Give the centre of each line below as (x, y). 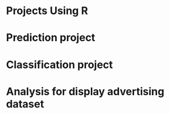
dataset (25, 104)
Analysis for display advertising (85, 91)
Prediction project (51, 38)
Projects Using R (47, 11)
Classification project (59, 64)
